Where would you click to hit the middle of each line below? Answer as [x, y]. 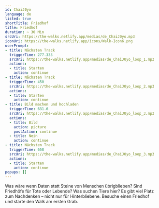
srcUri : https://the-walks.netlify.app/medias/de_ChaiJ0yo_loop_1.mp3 [82, 59]
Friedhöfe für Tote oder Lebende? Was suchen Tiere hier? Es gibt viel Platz [79, 191]
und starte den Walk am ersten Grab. [42, 202]
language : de [18, 14]
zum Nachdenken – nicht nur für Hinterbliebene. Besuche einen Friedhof [77, 196]
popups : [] [16, 172]
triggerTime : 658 [27, 150]
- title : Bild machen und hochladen [42, 104]
